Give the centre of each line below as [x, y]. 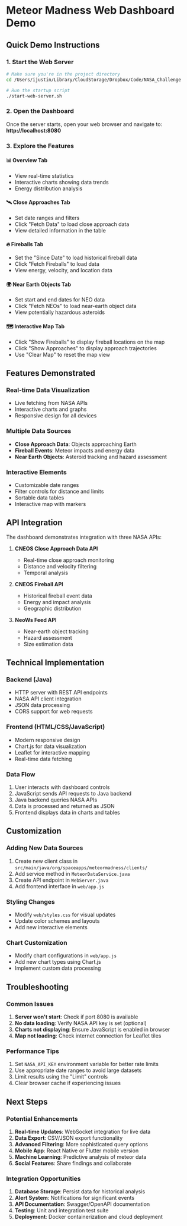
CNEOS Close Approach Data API [56, 548]
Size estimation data [48, 644]
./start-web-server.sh [34, 96]
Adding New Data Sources [45, 848]
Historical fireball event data [58, 596]
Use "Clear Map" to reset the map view [62, 354]
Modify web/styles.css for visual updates [65, 914]
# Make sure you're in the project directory [63, 74]
